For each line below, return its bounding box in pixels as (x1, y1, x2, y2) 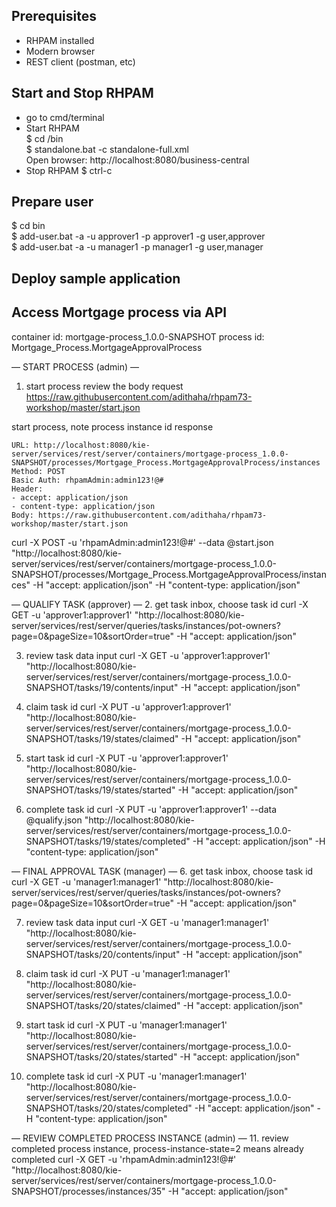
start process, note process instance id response (11, 420, 214, 433)
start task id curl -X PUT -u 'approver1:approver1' (25, 752, 229, 764)
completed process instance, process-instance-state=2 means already (11, 1142, 304, 1154)
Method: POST (11, 466, 66, 476)
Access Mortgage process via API (11, 304, 228, 321)
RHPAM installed (25, 34, 95, 46)
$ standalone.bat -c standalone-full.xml (25, 143, 189, 155)
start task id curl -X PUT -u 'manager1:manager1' (25, 1019, 228, 1031)
